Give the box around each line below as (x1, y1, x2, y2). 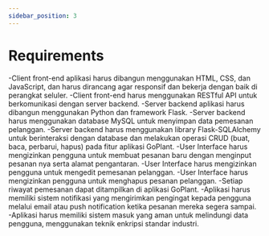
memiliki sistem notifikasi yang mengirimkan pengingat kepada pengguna (8, 193, 251, 202)
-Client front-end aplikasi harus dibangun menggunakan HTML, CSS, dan (8, 73, 251, 83)
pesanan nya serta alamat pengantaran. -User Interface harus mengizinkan (8, 159, 257, 168)
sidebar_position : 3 (8, 11, 78, 20)
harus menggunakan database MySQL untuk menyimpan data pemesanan (8, 116, 254, 126)
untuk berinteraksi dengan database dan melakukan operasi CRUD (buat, (8, 133, 251, 143)
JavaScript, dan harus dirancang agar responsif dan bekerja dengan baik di (8, 81, 259, 91)
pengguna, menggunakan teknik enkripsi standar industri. (8, 218, 199, 228)
